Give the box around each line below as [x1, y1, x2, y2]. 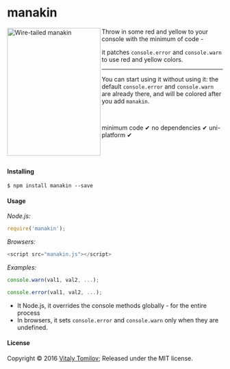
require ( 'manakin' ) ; [7, 225, 66, 233]
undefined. [16, 323, 48, 331]
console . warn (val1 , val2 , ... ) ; [7, 276, 99, 284]
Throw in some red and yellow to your [101, 27, 209, 36]
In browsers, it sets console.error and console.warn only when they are [16, 316, 219, 324]
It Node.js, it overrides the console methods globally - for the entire [16, 301, 207, 309]
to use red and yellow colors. [101, 55, 183, 63]
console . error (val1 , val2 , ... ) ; [7, 289, 103, 296]
